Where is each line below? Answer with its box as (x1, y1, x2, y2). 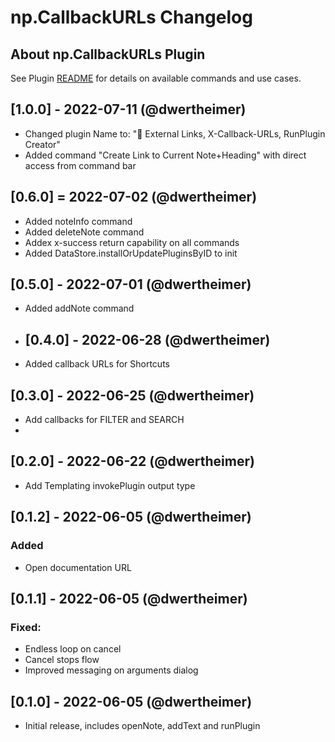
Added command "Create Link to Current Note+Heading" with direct (24, 149, 307, 161)
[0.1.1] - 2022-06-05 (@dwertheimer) (10, 590, 248, 607)
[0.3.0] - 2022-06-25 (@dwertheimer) (10, 387, 255, 404)
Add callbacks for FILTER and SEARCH (24, 414, 185, 426)
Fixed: (10, 620, 42, 634)
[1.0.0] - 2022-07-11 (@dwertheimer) (10, 101, 247, 118)
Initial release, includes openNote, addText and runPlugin (24, 720, 261, 732)
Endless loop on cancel (24, 643, 122, 655)
